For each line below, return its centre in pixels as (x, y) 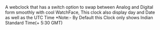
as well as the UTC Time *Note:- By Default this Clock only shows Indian (79, 17)
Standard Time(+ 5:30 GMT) (34, 23)
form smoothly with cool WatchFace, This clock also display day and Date (80, 12)
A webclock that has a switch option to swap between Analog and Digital (79, 7)
